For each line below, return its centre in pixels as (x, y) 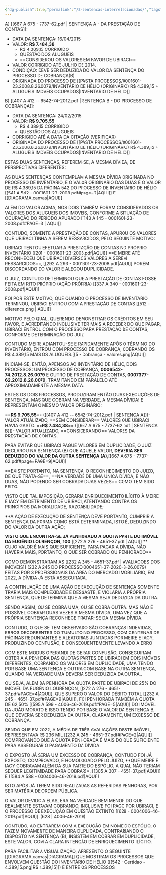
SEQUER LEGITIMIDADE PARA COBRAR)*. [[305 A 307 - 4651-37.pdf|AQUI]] (83, 771)
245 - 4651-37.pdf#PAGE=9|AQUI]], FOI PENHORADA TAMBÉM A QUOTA (80, 699)
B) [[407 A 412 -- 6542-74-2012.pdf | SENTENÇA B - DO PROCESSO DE (79, 101)
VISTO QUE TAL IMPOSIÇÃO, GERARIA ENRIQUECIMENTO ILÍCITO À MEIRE (82, 496)
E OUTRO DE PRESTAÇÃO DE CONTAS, (86, 375)
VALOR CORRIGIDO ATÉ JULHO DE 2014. (54, 65)
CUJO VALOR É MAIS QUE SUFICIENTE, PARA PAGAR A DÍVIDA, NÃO (76, 547)
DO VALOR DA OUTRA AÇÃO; (35, 527)
